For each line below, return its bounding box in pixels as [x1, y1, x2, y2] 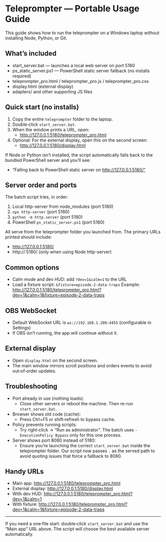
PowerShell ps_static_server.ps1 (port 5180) [12, 219, 105, 225]
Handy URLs [5, 467, 44, 476]
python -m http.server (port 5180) [12, 214, 83, 220]
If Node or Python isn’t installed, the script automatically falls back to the [5, 152, 153, 158]
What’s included [5, 49, 57, 58]
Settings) [12, 325, 31, 331]
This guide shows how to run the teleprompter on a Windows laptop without [5, 30, 160, 36]
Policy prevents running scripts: [12, 422, 77, 427]
